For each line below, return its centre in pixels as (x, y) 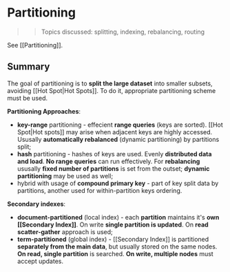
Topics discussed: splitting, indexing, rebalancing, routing (123, 32)
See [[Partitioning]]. (35, 45)
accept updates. (40, 261)
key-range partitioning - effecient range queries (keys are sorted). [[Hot (120, 125)
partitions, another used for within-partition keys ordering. (100, 190)
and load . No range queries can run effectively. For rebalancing (108, 161)
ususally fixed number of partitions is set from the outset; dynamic (113, 168)
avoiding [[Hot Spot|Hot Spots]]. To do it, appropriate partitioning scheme (112, 90)
